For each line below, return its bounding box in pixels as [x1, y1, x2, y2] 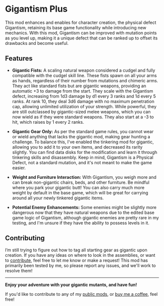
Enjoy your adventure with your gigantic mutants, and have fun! [5, 282, 137, 287]
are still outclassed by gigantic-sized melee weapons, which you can [12, 109, 151, 115]
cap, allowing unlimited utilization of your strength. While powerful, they [12, 103, 157, 109]
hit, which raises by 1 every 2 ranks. [12, 119, 84, 125]
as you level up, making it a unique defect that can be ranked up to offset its [5, 35, 158, 41]
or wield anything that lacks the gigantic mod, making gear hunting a [12, 134, 150, 139]
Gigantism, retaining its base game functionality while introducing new [5, 24, 146, 30]
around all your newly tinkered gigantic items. [12, 195, 104, 201]
